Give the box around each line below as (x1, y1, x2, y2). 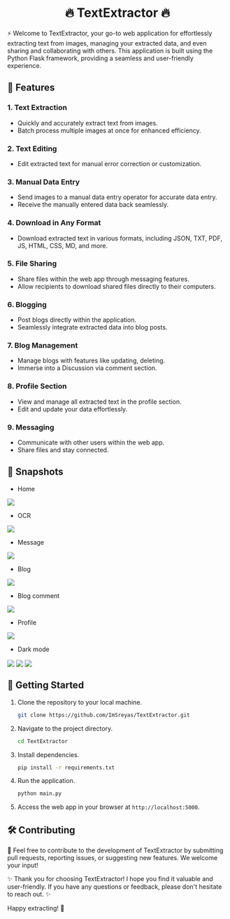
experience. (7, 61, 42, 69)
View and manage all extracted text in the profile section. (17, 397, 182, 406)
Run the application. (17, 777, 76, 785)
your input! (7, 861, 38, 870)
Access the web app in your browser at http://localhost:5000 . (17, 803, 200, 811)
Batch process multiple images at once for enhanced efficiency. (17, 126, 201, 135)
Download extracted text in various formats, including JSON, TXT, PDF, (17, 233, 222, 243)
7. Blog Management (7, 341, 78, 350)
